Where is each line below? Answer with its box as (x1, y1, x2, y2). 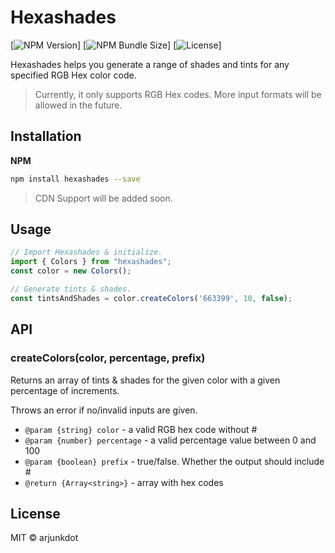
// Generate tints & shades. (10, 284, 132, 295)
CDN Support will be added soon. (34, 192, 173, 204)
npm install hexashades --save (10, 174, 141, 184)
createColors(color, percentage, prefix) (10, 351, 206, 365)
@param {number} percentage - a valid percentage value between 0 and (24, 434, 317, 446)
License (10, 505, 61, 522)
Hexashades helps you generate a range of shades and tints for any (10, 58, 290, 70)
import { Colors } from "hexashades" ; (10, 257, 172, 267)
